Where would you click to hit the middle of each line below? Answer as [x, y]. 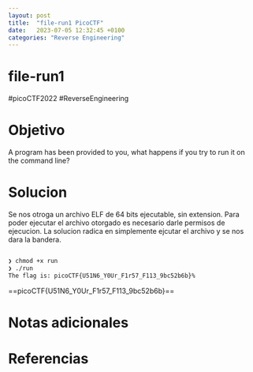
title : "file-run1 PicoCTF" [56, 23]
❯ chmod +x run [33, 261]
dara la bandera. [35, 240]
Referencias [48, 359]
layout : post [30, 15]
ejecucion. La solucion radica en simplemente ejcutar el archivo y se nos [126, 231]
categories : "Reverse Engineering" [67, 38]
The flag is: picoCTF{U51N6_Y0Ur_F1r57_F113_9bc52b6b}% [102, 276]
